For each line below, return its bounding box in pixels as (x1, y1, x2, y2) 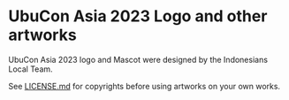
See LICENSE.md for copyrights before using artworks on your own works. (8, 81, 280, 91)
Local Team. (8, 64, 54, 74)
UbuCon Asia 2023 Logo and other (8, 6, 268, 27)
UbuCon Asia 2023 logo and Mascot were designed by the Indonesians (8, 54, 269, 65)
